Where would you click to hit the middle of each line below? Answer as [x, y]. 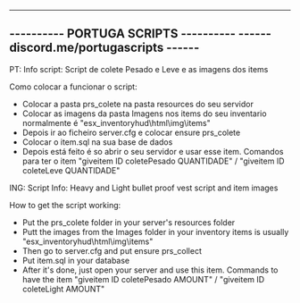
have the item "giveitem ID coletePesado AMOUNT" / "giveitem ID [143, 279]
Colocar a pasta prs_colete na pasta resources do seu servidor [138, 104]
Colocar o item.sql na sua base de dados [97, 142]
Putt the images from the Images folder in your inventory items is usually [155, 231]
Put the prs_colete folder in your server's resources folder [129, 222]
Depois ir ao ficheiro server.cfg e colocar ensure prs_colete [131, 132]
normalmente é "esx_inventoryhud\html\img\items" [117, 122]
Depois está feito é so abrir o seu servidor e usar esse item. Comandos [153, 151]
